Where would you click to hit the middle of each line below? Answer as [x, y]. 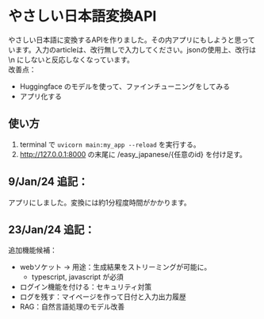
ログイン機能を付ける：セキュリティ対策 [86, 287]
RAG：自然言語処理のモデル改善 [72, 307]
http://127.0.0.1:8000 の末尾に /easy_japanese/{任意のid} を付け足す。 [133, 154]
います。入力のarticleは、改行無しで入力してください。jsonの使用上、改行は [132, 49]
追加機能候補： [33, 250]
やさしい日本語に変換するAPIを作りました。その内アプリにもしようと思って [132, 40]
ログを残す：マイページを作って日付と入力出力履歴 [103, 297]
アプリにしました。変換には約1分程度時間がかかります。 [100, 202]
